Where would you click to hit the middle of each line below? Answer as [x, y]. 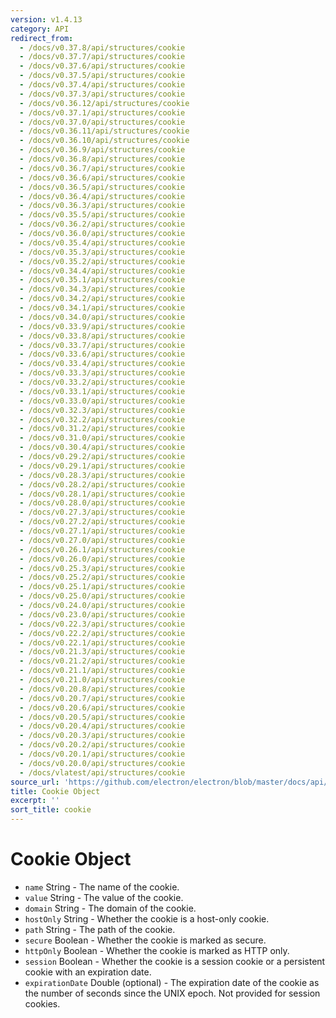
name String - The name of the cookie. [102, 887]
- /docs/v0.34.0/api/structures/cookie [102, 317]
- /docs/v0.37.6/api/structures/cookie [102, 66]
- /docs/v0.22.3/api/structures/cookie [102, 624]
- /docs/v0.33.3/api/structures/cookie [102, 373]
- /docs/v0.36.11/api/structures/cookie [104, 131]
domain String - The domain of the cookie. [110, 908]
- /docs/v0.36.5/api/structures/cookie [102, 187]
